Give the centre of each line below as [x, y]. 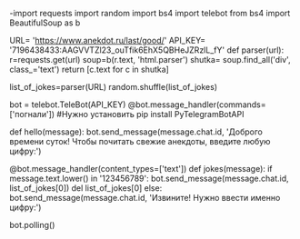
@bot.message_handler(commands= [197, 105]
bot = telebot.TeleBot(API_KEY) [68, 105]
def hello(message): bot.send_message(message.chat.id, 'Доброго [136, 132]
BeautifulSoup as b [45, 23]
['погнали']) [32, 114]
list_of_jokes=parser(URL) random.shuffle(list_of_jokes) [114, 87]
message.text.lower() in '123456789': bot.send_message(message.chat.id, [149, 178]
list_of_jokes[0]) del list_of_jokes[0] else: [86, 188]
